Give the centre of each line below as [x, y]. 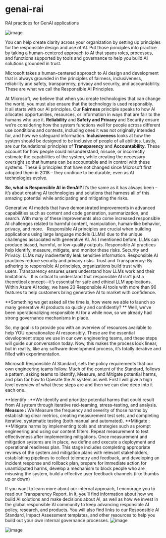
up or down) [18, 479]
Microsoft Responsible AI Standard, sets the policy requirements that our [79, 363]
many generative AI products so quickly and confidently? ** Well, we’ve [78, 307]
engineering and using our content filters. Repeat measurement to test [77, 431]
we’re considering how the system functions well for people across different [83, 125]
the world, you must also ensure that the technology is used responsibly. [79, 104]
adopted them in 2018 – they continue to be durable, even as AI [70, 172]
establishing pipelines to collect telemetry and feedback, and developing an [82, 458]
